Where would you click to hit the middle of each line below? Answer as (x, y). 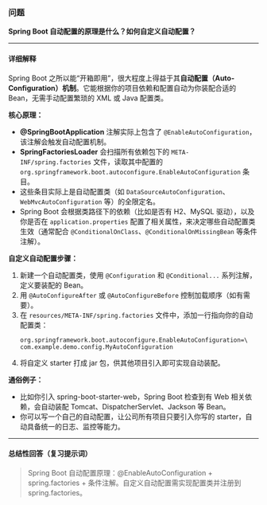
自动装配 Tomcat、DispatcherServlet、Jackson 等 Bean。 (135, 406)
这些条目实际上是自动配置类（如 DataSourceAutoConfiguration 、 (125, 191)
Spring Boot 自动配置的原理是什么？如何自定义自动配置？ (102, 31)
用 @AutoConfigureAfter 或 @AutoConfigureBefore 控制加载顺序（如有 (132, 295)
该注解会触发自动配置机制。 (65, 142)
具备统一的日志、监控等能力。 (75, 426)
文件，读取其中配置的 (128, 162)
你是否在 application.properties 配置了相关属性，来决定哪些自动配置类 (137, 221)
